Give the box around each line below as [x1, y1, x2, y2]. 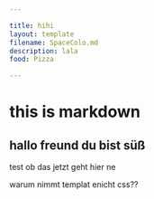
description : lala [9, 46, 78, 55]
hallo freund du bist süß [9, 137, 146, 153]
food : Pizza [9, 55, 54, 64]
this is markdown [9, 101, 141, 122]
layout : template [9, 29, 75, 39]
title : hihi [9, 21, 54, 30]
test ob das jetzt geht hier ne [9, 162, 116, 173]
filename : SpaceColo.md [9, 38, 99, 47]
